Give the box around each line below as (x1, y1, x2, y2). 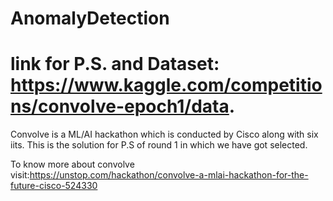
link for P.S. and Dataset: (10, 53, 220, 76)
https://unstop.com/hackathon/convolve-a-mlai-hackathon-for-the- (29, 169, 309, 181)
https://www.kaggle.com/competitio (10, 74, 323, 97)
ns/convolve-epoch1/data (10, 95, 230, 118)
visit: (10, 169, 30, 181)
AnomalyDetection (10, 7, 170, 30)
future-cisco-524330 (10, 180, 98, 192)
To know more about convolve (10, 158, 135, 171)
